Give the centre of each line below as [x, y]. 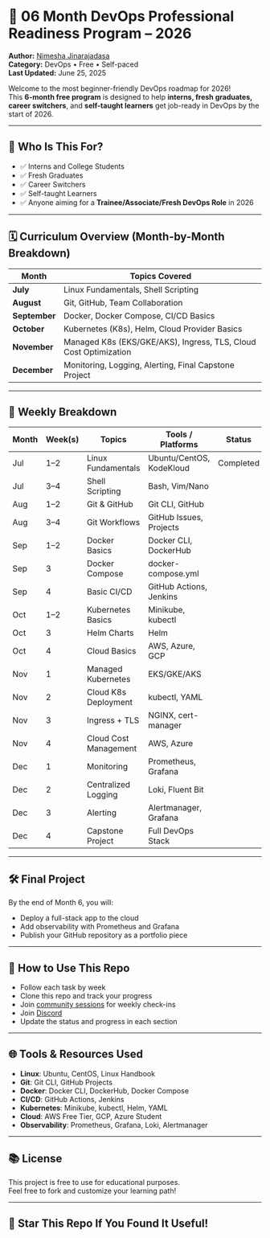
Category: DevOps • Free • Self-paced [74, 64]
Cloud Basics [112, 651]
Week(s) [62, 440]
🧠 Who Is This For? [56, 147]
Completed [239, 463]
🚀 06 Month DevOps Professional [121, 16]
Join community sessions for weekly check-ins [98, 1004]
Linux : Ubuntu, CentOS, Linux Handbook [87, 1073]
